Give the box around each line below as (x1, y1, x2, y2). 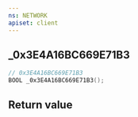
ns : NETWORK (8, 11, 48, 20)
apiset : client (8, 19, 59, 27)
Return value (8, 98, 73, 111)
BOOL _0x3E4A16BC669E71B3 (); (8, 77, 105, 85)
